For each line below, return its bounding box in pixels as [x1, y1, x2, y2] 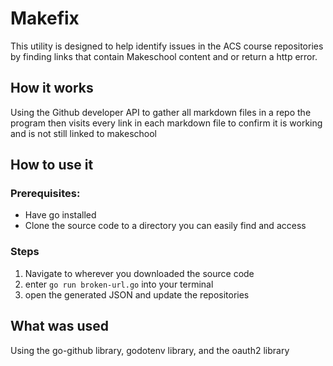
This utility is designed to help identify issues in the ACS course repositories [10, 40, 324, 52]
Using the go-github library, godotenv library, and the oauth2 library [10, 344, 290, 356]
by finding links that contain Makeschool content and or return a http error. [10, 50, 318, 62]
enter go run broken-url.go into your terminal [24, 278, 214, 290]
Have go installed [24, 209, 97, 221]
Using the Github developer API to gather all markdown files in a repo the [10, 106, 312, 118]
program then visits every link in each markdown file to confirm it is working [10, 117, 323, 129]
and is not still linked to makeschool [10, 127, 157, 139]
